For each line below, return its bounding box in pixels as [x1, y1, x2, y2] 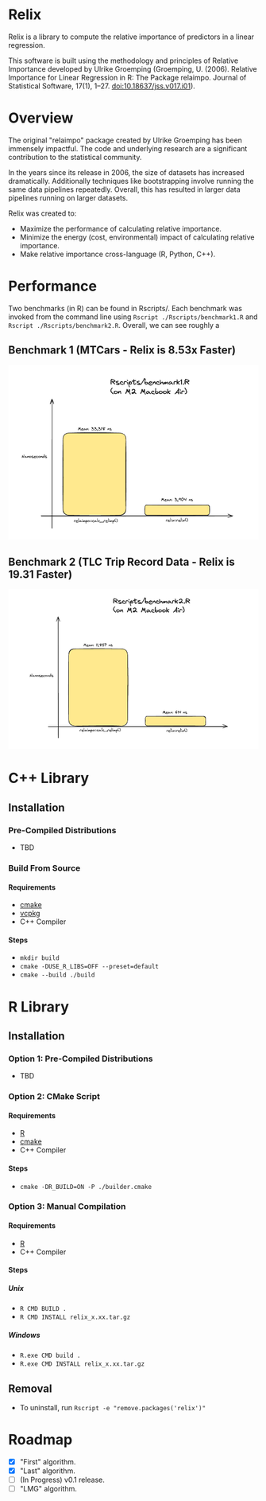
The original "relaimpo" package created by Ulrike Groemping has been [8, 135, 242, 145]
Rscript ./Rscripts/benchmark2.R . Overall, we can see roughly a [8, 320, 220, 329]
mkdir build [19, 954, 60, 962]
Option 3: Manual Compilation [8, 1201, 126, 1212]
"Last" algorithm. [19, 1466, 75, 1476]
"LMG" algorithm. [19, 1484, 77, 1494]
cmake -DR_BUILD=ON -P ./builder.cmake [19, 1183, 152, 1191]
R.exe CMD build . [19, 1351, 81, 1360]
